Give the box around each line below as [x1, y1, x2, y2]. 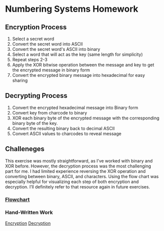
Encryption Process [5, 23, 67, 31]
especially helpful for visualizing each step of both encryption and [5, 179, 139, 185]
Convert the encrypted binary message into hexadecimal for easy [12, 72, 145, 78]
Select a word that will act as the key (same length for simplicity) [12, 51, 143, 57]
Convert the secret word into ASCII [12, 41, 83, 47]
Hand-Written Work [5, 209, 53, 216]
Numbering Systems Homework [5, 3, 138, 15]
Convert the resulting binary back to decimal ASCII [12, 125, 115, 131]
